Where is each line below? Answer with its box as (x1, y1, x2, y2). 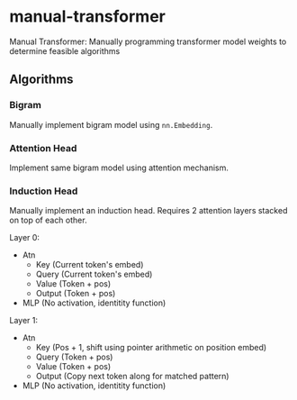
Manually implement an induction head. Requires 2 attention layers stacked (9, 205, 288, 216)
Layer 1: (9, 315, 39, 326)
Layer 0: (9, 232, 40, 243)
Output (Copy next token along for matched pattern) (35, 371, 229, 382)
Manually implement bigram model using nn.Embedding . (9, 119, 213, 130)
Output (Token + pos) (35, 288, 116, 299)
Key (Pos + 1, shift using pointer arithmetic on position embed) (35, 342, 267, 353)
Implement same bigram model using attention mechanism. (9, 162, 229, 173)
